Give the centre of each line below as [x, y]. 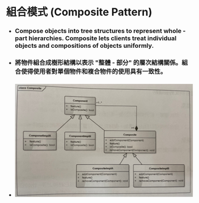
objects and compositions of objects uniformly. [84, 46]
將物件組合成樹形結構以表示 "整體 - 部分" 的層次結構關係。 [98, 63]
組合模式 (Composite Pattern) [79, 12]
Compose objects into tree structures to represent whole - [100, 31]
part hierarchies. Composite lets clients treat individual [95, 38]
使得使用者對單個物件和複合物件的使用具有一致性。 [94, 71]
